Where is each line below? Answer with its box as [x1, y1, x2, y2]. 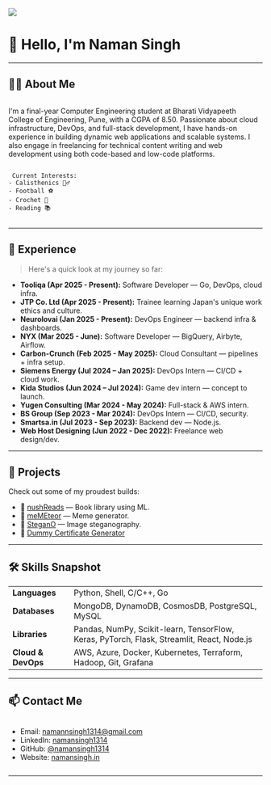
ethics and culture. [19, 306, 83, 315]
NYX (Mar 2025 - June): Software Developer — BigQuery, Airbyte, [19, 331, 243, 341]
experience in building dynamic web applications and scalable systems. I [8, 132, 251, 141]
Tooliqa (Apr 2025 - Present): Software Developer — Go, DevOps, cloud [19, 280, 262, 289]
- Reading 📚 [8, 204, 52, 212]
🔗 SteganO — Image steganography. [19, 520, 142, 530]
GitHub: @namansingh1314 [19, 744, 110, 753]
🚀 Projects [8, 465, 61, 479]
